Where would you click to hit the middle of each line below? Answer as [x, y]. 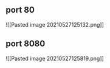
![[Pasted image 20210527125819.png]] [55, 58]
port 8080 [26, 44]
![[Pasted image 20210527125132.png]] [55, 24]
